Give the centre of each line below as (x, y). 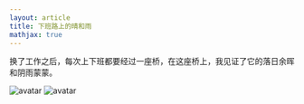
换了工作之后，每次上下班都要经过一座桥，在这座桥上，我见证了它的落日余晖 (152, 61)
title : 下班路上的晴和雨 (51, 26)
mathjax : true (36, 34)
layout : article (40, 18)
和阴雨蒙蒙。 (33, 72)
